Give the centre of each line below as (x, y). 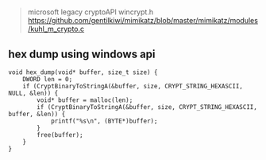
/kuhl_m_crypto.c (56, 29)
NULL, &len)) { (33, 93)
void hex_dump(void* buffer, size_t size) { (83, 72)
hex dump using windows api (82, 54)
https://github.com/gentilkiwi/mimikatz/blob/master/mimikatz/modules (143, 21)
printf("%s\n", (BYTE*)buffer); (104, 121)
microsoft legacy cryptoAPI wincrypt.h (90, 12)
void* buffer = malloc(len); (85, 100)
